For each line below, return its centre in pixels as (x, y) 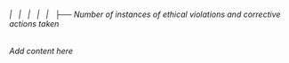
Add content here (41, 51)
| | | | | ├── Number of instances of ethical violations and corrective (145, 14)
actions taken (34, 23)
